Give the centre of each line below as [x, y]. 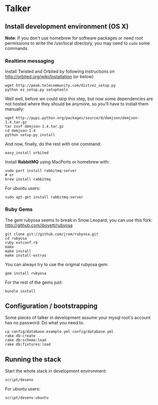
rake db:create [20, 336]
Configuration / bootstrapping [51, 306]
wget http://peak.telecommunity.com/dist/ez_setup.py [61, 85]
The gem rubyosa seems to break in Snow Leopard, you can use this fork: [79, 220]
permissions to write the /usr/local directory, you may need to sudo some [78, 43]
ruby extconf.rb [21, 243]
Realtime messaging [30, 61]
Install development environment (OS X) [67, 26]
